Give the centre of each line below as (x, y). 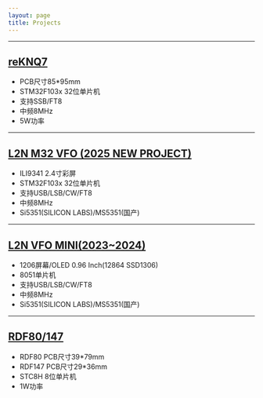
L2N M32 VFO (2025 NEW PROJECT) (100, 153)
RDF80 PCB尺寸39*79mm (62, 356)
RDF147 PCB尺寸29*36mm (63, 367)
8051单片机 (38, 275)
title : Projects (34, 23)
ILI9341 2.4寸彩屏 (48, 173)
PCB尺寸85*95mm (50, 82)
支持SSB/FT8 (41, 101)
